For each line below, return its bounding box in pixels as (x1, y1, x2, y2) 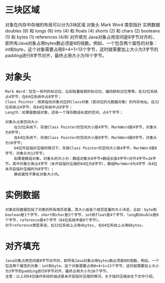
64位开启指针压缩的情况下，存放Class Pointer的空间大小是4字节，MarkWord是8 (14, 146, 157, 151)
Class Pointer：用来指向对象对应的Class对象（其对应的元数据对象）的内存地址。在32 (5, 99, 159, 104)
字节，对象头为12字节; (5, 151, 45, 156)
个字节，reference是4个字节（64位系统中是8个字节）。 (5, 218, 102, 222)
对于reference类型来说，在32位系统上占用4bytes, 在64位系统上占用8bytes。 (5, 222, 145, 228)
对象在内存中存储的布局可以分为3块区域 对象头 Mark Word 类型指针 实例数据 (5, 22, 161, 28)
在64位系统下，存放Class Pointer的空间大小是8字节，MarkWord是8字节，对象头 (14, 135, 157, 140)
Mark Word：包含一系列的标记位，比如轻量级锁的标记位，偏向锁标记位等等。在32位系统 (5, 89, 158, 94)
